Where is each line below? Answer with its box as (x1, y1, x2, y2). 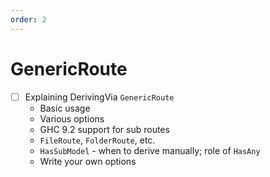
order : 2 (10, 14, 47, 25)
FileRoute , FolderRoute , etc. (39, 134, 156, 146)
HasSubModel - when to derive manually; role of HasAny (39, 144, 261, 156)
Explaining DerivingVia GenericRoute (24, 91, 175, 103)
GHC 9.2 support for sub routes (39, 123, 170, 135)
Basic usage (39, 102, 91, 114)
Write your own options (39, 155, 137, 167)
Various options (39, 112, 105, 125)
